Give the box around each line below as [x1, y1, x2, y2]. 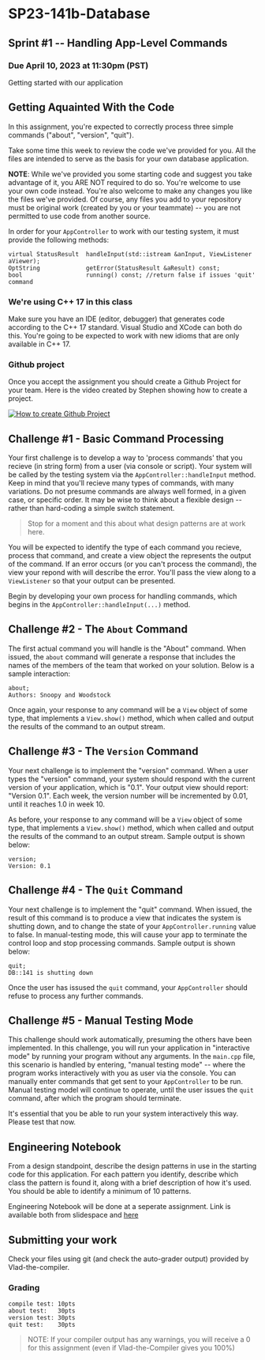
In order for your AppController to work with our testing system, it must [8, 226, 239, 236]
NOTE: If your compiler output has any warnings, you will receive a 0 [27, 1335, 251, 1344]
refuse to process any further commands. [8, 991, 144, 1000]
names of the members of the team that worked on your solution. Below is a [8, 660, 255, 670]
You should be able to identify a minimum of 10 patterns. [8, 1187, 192, 1196]
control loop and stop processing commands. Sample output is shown [8, 938, 236, 947]
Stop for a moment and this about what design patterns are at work [27, 519, 246, 528]
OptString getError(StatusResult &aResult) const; [8, 264, 221, 272]
